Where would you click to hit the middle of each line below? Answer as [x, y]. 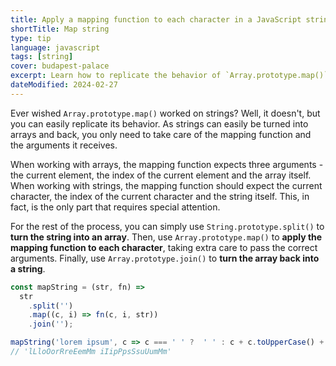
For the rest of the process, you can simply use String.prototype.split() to [167, 226]
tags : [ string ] [42, 57]
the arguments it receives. [64, 145]
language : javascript [55, 47]
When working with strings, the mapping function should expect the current [166, 185]
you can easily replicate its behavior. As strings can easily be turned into [159, 123]
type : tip [31, 38]
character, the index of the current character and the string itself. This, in [160, 196]
